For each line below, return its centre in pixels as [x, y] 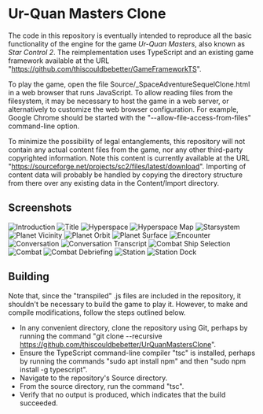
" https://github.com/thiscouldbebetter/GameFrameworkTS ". [105, 68]
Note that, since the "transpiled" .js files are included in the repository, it [125, 295]
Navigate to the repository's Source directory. [93, 378]
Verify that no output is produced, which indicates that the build [122, 394]
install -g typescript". [53, 369]
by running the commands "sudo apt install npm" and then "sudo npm [133, 361]
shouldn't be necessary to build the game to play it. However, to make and [128, 304]
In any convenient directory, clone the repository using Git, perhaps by [133, 327]
